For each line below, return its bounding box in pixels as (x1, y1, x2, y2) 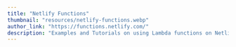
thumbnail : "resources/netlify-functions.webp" (7, 17, 150, 23)
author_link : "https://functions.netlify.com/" (7, 23, 150, 30)
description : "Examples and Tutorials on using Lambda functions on (7, 29, 212, 37)
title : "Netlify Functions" (7, 10, 90, 17)
